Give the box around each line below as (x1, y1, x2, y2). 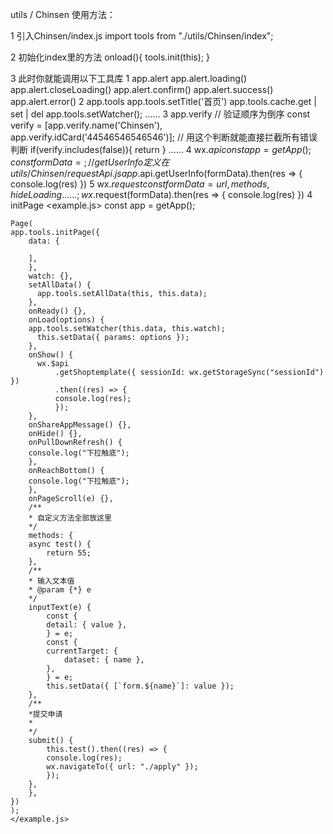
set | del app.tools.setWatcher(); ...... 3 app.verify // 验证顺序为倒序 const (10, 108, 311, 120)
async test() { (28, 539, 92, 549)
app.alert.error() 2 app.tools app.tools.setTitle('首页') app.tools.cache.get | (10, 96, 317, 107)
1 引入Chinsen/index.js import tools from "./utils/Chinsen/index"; (10, 30, 274, 42)
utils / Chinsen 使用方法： (10, 9, 116, 20)
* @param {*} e (28, 585, 92, 595)
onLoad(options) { (28, 315, 105, 325)
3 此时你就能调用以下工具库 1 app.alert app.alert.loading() (10, 73, 247, 84)
